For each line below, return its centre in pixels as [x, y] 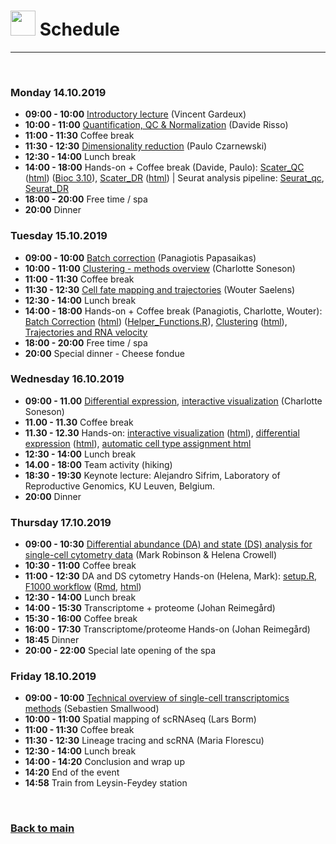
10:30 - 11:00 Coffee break [80, 566]
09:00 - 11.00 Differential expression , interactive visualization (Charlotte [173, 401]
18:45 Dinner [52, 640]
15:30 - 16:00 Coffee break [81, 619]
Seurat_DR [46, 189]
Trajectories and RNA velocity [86, 332]
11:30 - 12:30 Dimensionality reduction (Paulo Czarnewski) [146, 146]
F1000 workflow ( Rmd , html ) [83, 587]
